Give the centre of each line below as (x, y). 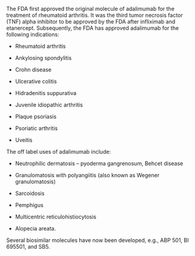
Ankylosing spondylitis (43, 58)
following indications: (33, 34)
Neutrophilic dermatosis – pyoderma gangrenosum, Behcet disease (99, 163)
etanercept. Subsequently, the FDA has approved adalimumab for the (93, 28)
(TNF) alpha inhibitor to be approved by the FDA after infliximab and (91, 21)
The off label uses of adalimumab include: (58, 152)
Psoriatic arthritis (36, 128)
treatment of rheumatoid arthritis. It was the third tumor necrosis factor (95, 15)
